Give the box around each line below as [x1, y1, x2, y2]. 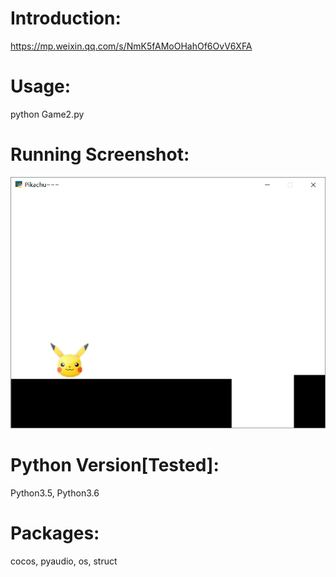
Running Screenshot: [10, 143, 190, 166]
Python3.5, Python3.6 [10, 487, 100, 499]
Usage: [10, 75, 72, 98]
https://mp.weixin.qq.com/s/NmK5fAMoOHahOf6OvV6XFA [10, 40, 253, 52]
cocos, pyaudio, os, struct [10, 555, 118, 567]
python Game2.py [10, 108, 85, 120]
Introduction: [10, 7, 122, 30]
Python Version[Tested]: [10, 454, 220, 477]
